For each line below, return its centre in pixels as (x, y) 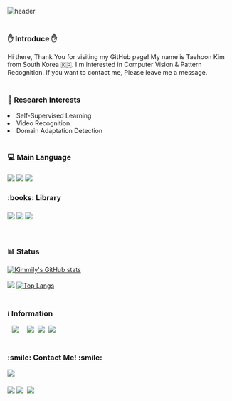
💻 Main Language (39, 157)
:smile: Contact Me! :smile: (55, 358)
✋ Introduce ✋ (32, 38)
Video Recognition (43, 123)
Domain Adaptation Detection (60, 130)
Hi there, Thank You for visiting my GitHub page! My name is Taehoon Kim (116, 57)
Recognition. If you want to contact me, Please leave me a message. (107, 73)
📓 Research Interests (44, 100)
